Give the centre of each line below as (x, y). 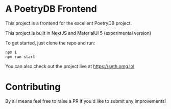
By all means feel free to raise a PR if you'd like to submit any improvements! (86, 101)
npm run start (20, 57)
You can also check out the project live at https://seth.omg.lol (70, 66)
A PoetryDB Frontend (51, 9)
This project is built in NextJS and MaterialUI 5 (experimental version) (78, 33)
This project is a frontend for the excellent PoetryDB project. (69, 23)
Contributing (33, 87)
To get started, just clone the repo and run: (50, 43)
